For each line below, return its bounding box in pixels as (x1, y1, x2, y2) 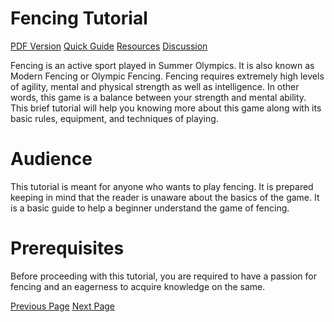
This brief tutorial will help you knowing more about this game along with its (10, 102, 322, 114)
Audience (10, 148, 93, 171)
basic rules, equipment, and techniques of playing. (10, 112, 219, 124)
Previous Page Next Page (10, 300, 116, 312)
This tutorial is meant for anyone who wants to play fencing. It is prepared (10, 180, 314, 192)
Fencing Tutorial (10, 7, 148, 30)
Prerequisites (10, 237, 125, 260)
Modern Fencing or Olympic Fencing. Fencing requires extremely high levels (10, 70, 325, 82)
